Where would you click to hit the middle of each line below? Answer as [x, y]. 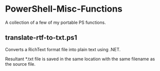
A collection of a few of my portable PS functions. [55, 22]
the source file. [20, 64]
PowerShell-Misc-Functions [64, 9]
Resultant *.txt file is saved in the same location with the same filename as [80, 59]
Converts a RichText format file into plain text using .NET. [63, 49]
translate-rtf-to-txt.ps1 [41, 38]
